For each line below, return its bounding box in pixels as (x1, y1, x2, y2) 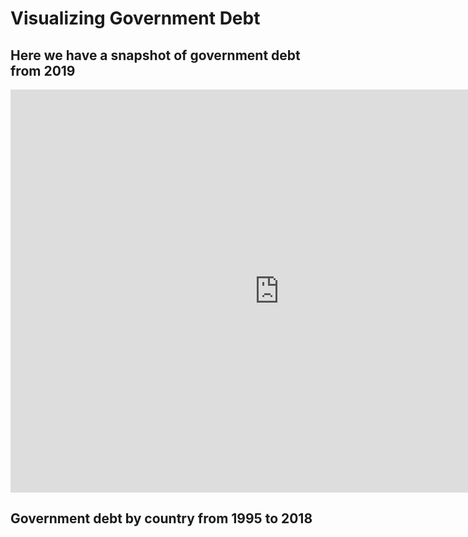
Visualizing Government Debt (10, 7, 261, 30)
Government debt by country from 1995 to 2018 (10, 510, 313, 527)
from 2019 (10, 62, 76, 79)
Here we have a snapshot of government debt (10, 47, 301, 64)
